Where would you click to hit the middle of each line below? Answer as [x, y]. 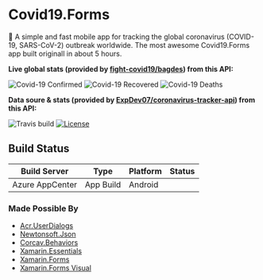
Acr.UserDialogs [46, 226]
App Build [103, 185]
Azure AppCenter [45, 185]
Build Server [45, 171]
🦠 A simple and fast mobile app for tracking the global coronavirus [116, 37]
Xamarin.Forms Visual [55, 268]
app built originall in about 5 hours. [65, 53]
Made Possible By [43, 208]
